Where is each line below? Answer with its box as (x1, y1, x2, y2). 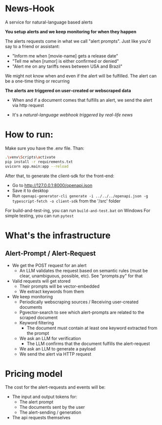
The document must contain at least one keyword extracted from (26, 325, 158, 331)
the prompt (26, 330, 49, 336)
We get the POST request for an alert (12, 262, 87, 268)
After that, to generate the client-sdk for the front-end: (5, 173, 115, 179)
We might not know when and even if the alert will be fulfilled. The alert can (5, 73, 157, 79)
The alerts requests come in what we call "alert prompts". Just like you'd (5, 38, 151, 44)
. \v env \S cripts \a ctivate (5, 155, 56, 159)
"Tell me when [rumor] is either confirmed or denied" (12, 58, 119, 64)
